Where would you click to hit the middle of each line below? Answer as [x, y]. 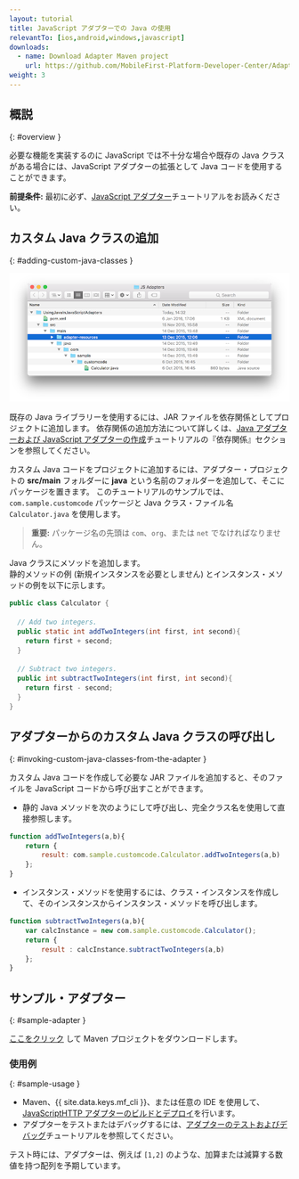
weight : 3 [28, 76]
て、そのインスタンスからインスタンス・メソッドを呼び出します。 [142, 904]
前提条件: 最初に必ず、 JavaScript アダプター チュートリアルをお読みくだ [141, 196]
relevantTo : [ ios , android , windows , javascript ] [97, 37]
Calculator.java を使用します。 [67, 514]
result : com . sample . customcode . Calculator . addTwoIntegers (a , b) [161, 856]
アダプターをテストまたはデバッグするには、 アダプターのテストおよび [151, 1125]
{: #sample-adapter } [48, 1020]
